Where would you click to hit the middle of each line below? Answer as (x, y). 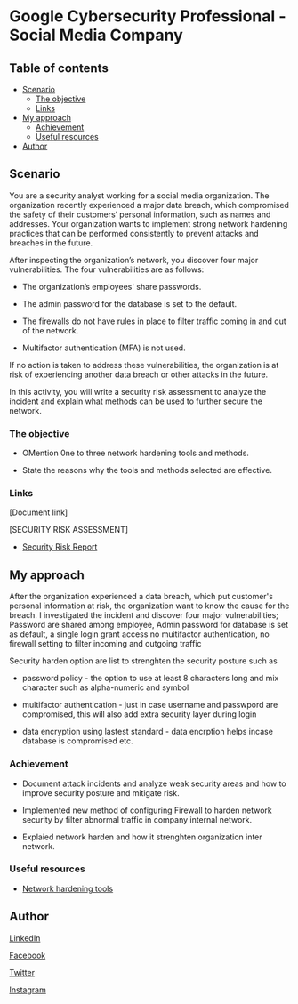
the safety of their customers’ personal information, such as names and (140, 214)
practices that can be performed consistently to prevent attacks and (134, 233)
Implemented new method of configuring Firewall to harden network (147, 810)
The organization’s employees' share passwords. (112, 286)
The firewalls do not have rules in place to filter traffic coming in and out (154, 321)
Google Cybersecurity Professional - (148, 16)
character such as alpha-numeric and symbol (105, 687)
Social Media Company (97, 35)
